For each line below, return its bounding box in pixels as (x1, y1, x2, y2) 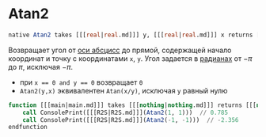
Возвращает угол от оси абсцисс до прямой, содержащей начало (8, 45, 232, 55)
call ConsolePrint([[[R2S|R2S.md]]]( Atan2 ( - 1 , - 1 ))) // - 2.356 (22, 116, 239, 124)
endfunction (8, 124, 47, 131)
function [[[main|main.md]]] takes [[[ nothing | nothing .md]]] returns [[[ (8, 101, 257, 109)
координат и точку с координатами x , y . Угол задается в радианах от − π (8, 53, 253, 63)
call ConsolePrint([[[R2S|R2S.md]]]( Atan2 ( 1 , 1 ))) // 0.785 (22, 108, 228, 116)
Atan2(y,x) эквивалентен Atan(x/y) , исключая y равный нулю (19, 86, 228, 95)
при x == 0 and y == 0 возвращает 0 (19, 77, 143, 87)
